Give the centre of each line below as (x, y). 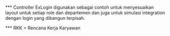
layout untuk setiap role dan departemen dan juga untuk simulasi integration (85, 13)
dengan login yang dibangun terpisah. (45, 18)
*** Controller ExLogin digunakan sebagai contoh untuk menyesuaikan (80, 7)
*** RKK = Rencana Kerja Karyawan (43, 28)
